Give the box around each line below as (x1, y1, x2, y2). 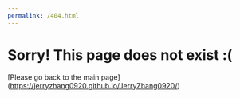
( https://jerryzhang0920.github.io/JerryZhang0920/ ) (7, 80, 180, 90)
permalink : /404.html (7, 11, 80, 20)
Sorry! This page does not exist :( (7, 45, 233, 64)
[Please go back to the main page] (7, 73, 120, 82)
